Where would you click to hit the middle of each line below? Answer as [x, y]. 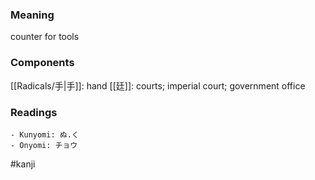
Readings [34, 112]
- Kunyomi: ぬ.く [45, 134]
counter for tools [45, 37]
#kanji [23, 164]
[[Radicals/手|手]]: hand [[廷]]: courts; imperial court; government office [158, 85]
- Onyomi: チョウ [44, 145]
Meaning [32, 15]
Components [42, 63]
